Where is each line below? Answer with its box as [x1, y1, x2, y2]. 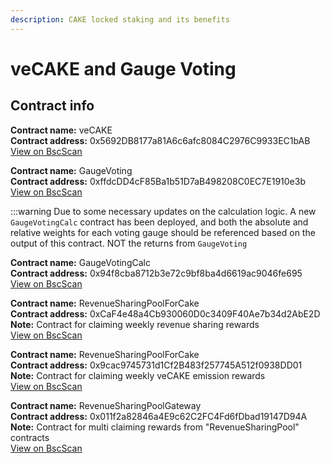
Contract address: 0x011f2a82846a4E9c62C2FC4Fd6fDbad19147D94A [10, 410, 308, 422]
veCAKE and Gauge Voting [10, 57, 237, 80]
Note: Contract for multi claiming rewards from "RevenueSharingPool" [10, 421, 300, 433]
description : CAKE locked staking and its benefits [10, 14, 230, 25]
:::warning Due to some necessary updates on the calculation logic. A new [10, 205, 317, 217]
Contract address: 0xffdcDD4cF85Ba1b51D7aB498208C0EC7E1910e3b [10, 175, 306, 187]
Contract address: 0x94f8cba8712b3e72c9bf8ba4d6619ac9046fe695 [10, 267, 303, 279]
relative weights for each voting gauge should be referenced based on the [10, 226, 316, 238]
